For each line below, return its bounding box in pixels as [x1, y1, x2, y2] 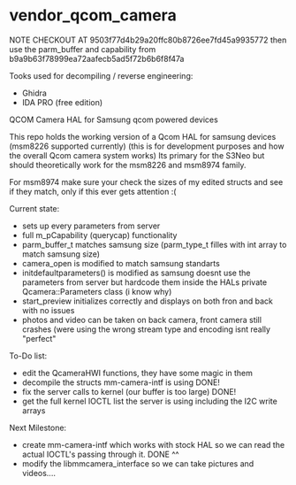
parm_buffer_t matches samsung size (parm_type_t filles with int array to [21, 239, 287, 250]
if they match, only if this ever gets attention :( [9, 186, 177, 196]
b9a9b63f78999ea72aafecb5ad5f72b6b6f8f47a [9, 53, 185, 64]
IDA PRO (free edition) [21, 96, 103, 107]
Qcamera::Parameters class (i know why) [21, 286, 172, 296]
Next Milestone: [9, 422, 67, 433]
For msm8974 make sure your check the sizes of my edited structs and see [9, 176, 284, 187]
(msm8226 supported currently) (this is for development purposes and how [9, 141, 285, 151]
